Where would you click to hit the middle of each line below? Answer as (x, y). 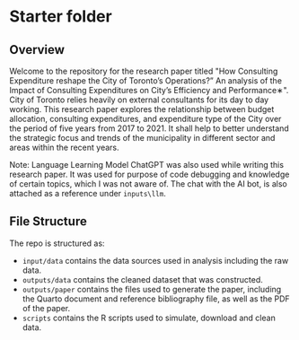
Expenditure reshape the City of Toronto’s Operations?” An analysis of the (146, 81)
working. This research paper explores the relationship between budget (142, 109)
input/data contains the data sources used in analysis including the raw (155, 260)
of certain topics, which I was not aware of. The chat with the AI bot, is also (148, 184)
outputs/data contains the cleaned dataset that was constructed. (142, 279)
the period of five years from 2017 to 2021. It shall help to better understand (149, 128)
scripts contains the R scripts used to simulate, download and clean (149, 318)
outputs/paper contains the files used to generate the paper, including (152, 289)
